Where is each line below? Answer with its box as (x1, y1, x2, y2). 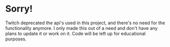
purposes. (5, 36, 27, 42)
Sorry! (5, 3, 33, 15)
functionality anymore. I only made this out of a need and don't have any (5, 25, 158, 31)
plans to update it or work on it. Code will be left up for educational (5, 30, 146, 36)
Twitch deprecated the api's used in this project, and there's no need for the (5, 20, 165, 26)
